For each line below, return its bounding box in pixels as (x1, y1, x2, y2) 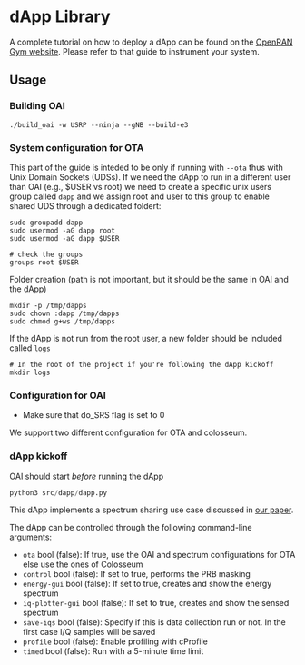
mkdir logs (9, 368, 51, 377)
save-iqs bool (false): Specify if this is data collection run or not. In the (22, 617, 286, 628)
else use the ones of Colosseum (22, 559, 143, 570)
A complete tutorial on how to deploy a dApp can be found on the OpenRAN (9, 36, 293, 47)
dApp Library (9, 6, 111, 27)
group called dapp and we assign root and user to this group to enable (9, 191, 270, 202)
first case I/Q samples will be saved (22, 627, 156, 638)
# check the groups (9, 250, 84, 259)
